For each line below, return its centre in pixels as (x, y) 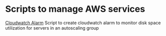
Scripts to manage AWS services (75, 9)
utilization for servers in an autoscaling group (52, 28)
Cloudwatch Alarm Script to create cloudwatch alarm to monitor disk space (83, 23)
